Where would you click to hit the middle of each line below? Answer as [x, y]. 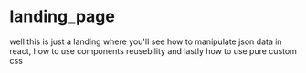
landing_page [63, 17]
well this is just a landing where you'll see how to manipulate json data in [146, 41]
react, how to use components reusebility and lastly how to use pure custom [153, 50]
